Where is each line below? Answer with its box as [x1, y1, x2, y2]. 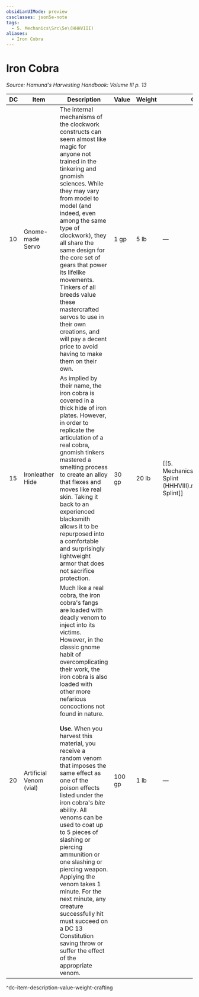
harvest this [59, 732, 93, 740]
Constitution [59, 931, 94, 940]
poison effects [59, 783, 100, 791]
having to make [59, 350, 102, 358]
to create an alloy [59, 470, 108, 479]
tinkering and [59, 164, 97, 172]
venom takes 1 [59, 880, 101, 888]
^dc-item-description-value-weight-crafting [6, 984, 113, 991]
